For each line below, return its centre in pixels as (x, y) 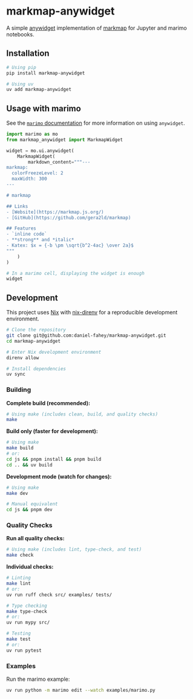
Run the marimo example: (38, 679)
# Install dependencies (36, 369)
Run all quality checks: (35, 538)
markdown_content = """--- (59, 162)
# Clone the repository (36, 330)
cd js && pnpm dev (29, 510)
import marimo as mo (32, 134)
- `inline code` (27, 234)
